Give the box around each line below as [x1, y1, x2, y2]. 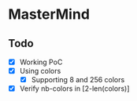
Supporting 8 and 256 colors [31, 75, 125, 85]
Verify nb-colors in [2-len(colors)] [19, 84, 130, 93]
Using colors [19, 67, 61, 76]
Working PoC [19, 57, 63, 67]
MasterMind [8, 5, 91, 23]
